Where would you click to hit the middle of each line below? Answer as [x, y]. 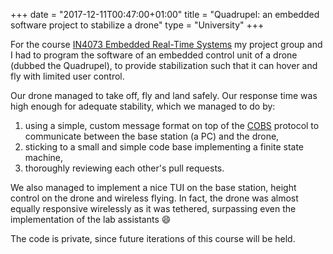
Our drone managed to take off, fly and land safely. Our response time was [164, 95]
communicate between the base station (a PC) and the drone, [152, 136]
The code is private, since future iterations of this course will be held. [153, 238]
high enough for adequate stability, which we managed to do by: [143, 106]
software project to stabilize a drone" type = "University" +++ [137, 25]
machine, [44, 157]
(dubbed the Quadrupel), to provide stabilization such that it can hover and [164, 65]
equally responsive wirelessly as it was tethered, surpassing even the [153, 208]
